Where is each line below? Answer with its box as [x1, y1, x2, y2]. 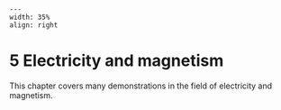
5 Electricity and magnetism [9, 50, 224, 71]
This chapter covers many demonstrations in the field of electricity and [9, 80, 273, 91]
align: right [9, 21, 59, 30]
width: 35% [9, 13, 50, 22]
